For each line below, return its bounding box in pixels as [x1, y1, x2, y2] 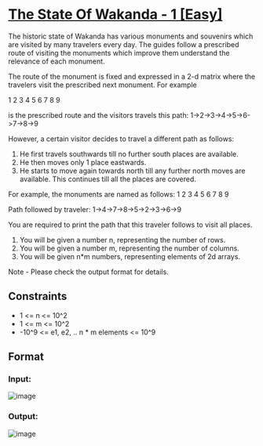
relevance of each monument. [8, 57, 105, 66]
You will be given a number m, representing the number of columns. [19, 243, 239, 253]
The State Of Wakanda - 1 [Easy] [8, 5, 223, 24]
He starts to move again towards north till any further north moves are [19, 166, 246, 175]
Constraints [8, 290, 68, 303]
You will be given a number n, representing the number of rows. [19, 235, 226, 244]
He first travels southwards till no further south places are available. [19, 149, 239, 159]
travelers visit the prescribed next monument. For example [8, 80, 198, 90]
